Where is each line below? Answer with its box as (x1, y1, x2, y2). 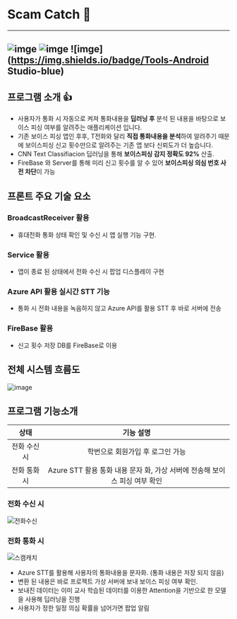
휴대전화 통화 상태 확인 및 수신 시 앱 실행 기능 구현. (17, 230, 157, 239)
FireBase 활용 (7, 323, 54, 333)
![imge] (70, 43, 104, 55)
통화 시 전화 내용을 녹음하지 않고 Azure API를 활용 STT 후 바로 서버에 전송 (17, 304, 222, 313)
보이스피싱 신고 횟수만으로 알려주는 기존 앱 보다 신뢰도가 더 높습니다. (25, 141, 214, 149)
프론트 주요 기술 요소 (7, 190, 91, 202)
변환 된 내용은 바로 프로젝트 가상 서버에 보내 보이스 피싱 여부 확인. (17, 577, 198, 586)
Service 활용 (7, 250, 49, 260)
